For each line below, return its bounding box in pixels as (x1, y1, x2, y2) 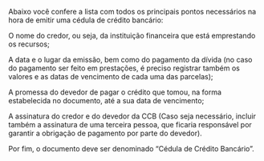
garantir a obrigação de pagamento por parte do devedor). (8, 128, 202, 138)
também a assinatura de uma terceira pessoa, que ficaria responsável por (8, 120, 253, 129)
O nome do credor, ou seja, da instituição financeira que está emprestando (8, 31, 256, 40)
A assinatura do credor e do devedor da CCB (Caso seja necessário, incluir (8, 111, 257, 121)
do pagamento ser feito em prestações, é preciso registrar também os (8, 63, 241, 73)
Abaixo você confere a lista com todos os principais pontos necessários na (8, 7, 257, 16)
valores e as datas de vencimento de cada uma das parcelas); (8, 72, 213, 81)
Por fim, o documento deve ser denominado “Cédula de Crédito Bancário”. (8, 144, 254, 153)
